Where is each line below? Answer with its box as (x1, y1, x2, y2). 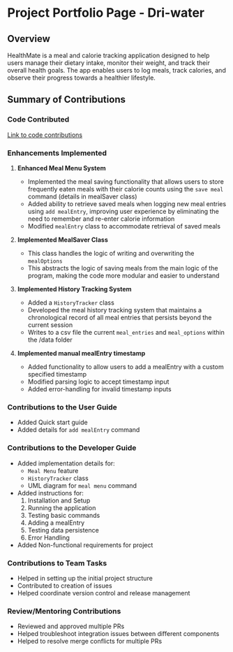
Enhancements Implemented (7, 148, 107, 158)
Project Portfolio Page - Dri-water (7, 5, 204, 21)
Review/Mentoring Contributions (7, 606, 121, 616)
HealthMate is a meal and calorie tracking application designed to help (7, 51, 210, 59)
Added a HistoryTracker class (27, 298, 115, 307)
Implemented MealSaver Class (17, 236, 108, 244)
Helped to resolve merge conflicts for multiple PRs (17, 637, 163, 646)
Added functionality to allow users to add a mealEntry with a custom (27, 362, 225, 371)
